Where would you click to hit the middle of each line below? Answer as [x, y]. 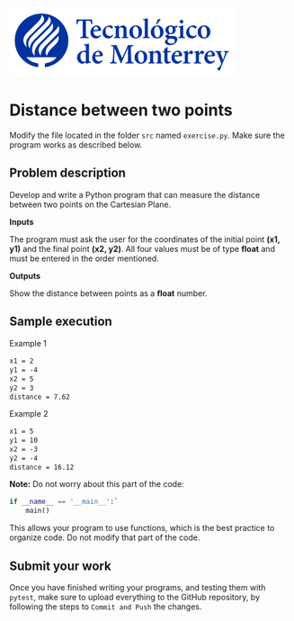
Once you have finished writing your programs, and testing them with [138, 588]
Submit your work [60, 566]
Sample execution [61, 322]
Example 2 [29, 413]
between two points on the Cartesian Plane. [90, 204]
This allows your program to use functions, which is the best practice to [142, 528]
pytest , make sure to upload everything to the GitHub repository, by [135, 598]
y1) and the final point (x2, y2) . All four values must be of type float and [143, 248]
